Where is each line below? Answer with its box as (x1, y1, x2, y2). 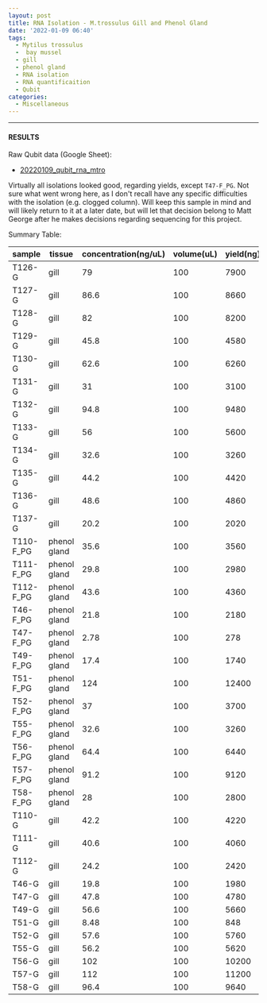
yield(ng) (225, 249, 261, 260)
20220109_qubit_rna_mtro (19, 165, 106, 175)
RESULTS (8, 132, 40, 141)
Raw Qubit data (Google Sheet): (8, 150, 113, 160)
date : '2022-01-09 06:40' (8, 26, 94, 34)
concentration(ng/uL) (82, 249, 165, 260)
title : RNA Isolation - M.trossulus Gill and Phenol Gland (8, 19, 208, 27)
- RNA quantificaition (15, 78, 91, 86)
